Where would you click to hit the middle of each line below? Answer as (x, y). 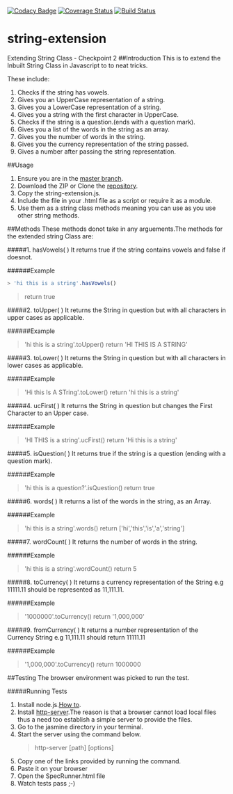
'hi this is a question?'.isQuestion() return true (89, 487)
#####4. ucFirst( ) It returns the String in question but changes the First (110, 405)
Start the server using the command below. (79, 734)
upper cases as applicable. (46, 317)
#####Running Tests (37, 691)
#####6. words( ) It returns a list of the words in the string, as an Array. (110, 501)
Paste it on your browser (53, 768)
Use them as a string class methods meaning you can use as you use (116, 208)
